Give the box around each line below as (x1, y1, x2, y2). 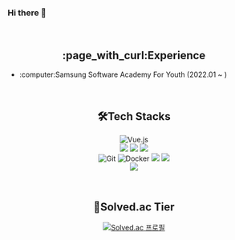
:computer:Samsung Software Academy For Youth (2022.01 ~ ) (18, 70, 228, 79)
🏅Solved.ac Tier (93, 200, 175, 214)
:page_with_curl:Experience (62, 48, 206, 62)
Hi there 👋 (7, 7, 47, 18)
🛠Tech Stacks (97, 110, 171, 123)
